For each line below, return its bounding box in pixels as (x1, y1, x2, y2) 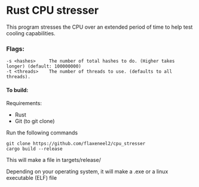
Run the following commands (6, 129, 78, 136)
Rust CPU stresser (6, 4, 99, 17)
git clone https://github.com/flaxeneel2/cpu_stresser (6, 141, 146, 147)
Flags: (6, 44, 25, 53)
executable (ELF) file (6, 174, 57, 182)
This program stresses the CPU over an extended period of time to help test (6, 23, 193, 30)
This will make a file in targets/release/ (6, 157, 102, 164)
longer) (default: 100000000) (6, 63, 82, 69)
